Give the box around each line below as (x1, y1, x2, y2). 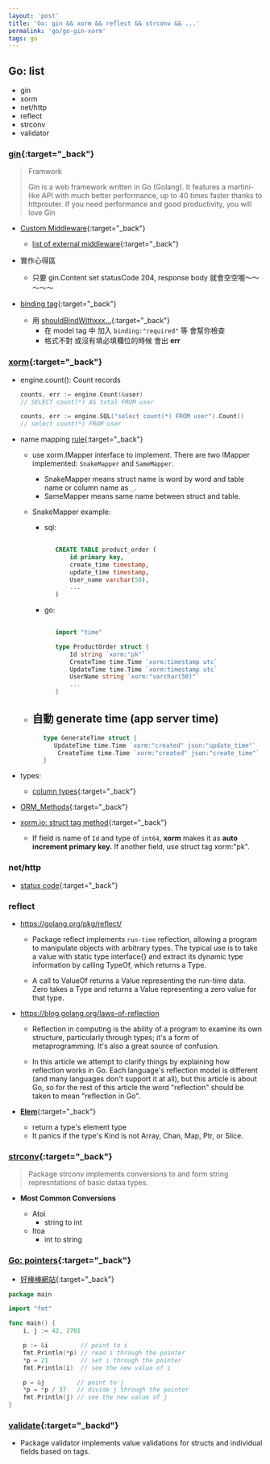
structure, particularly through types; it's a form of (31, 1032, 199, 1042)
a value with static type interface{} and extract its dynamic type (31, 952, 243, 961)
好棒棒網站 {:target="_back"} (19, 1274, 115, 1284)
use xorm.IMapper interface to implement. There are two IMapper (31, 450, 250, 460)
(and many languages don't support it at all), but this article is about (31, 1073, 257, 1084)
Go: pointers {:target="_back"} (8, 1255, 131, 1266)
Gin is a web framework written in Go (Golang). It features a (27, 182, 226, 192)
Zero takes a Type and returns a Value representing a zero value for (31, 984, 257, 993)
